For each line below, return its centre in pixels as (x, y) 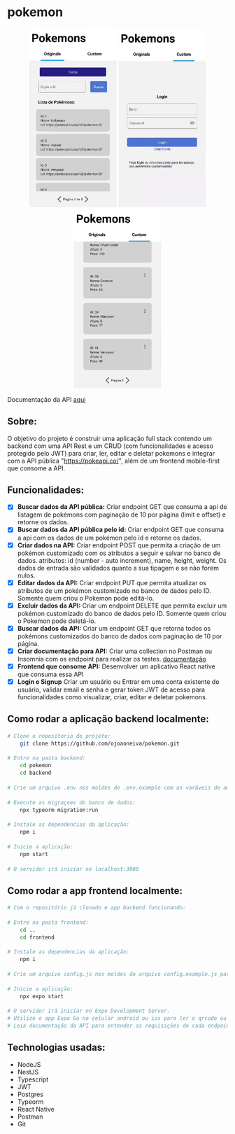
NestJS (28, 1072)
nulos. (26, 575)
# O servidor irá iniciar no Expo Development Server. (89, 1011)
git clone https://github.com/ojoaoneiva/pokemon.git (100, 743)
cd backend (36, 773)
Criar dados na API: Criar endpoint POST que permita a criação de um (119, 545)
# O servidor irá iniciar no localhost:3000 (73, 869)
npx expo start (42, 996)
